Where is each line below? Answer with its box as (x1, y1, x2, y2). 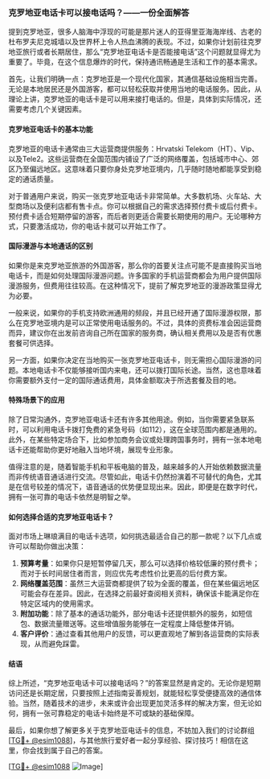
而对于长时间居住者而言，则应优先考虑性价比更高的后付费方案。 (19, 569, 231, 579)
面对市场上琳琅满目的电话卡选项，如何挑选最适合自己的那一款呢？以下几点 (8, 531, 255, 541)
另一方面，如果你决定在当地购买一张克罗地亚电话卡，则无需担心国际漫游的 (8, 355, 255, 365)
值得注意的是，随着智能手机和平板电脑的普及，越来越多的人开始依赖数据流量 (8, 461, 262, 472)
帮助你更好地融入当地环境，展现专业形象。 (35, 444, 178, 454)
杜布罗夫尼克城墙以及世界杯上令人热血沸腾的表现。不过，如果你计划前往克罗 (8, 37, 262, 47)
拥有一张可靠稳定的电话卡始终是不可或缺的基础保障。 (22, 708, 198, 718)
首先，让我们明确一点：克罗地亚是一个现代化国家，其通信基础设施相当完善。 (8, 74, 262, 84)
